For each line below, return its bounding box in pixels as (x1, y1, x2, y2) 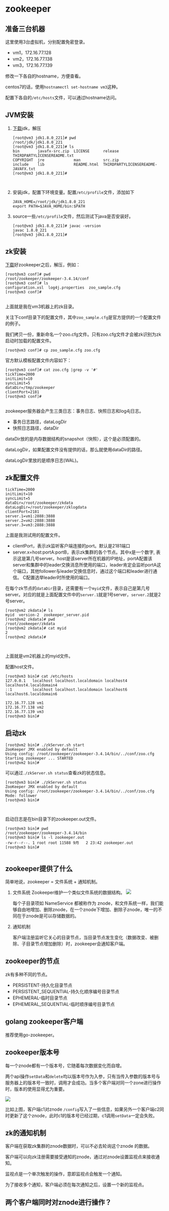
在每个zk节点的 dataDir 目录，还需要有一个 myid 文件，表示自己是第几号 (5, 585, 150, 592)
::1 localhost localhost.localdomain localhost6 (5, 687, 128, 692)
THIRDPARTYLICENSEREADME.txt (12, 153, 74, 158)
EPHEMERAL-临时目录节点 (12, 995, 68, 1001)
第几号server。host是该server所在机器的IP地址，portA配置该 (26, 556, 152, 562)
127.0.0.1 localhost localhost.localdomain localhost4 (5, 678, 128, 684)
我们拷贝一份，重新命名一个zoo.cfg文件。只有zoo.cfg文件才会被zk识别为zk (5, 331, 161, 337)
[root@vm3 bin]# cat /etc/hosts (5, 674, 73, 679)
